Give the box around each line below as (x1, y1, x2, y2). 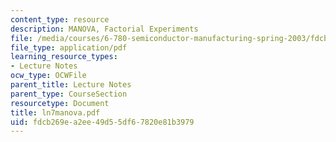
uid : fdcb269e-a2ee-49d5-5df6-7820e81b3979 (10, 117, 195, 127)
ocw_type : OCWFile (10, 71, 87, 81)
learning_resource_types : (10, 52, 118, 62)
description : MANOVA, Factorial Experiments (10, 24, 199, 34)
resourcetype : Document (10, 98, 110, 108)
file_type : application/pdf (10, 42, 128, 53)
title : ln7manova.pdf (10, 107, 101, 118)
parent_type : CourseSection (10, 89, 128, 99)
